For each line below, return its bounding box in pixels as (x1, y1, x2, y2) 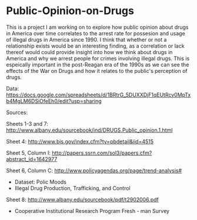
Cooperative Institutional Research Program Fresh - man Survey (14, 207, 169, 214)
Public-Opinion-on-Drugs (6, 4, 134, 18)
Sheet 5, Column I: (6, 149, 51, 156)
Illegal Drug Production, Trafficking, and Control (14, 184, 131, 192)
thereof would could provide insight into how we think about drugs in (6, 48, 173, 55)
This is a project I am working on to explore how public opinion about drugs (6, 24, 189, 31)
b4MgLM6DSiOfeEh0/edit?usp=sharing (6, 97, 102, 104)
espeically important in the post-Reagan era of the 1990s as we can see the (6, 61, 189, 68)
